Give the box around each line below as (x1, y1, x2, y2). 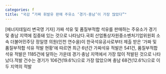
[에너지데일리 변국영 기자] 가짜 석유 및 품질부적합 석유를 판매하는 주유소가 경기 (5, 26, 157, 32)
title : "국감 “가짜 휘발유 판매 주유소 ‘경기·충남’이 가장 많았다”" (5, 12, 127, 17)
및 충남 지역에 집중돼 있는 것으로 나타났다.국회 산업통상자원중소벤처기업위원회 (5, 32, 156, 38)
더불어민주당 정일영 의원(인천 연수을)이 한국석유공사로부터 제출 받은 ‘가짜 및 (10, 38, 157, 45)
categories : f (5, 7, 35, 12)
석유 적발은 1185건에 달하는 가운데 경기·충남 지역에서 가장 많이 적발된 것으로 (5, 51, 152, 57)
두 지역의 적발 (5, 63, 32, 70)
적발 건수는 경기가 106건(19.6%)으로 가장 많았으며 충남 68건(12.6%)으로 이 (14, 57, 161, 63)
